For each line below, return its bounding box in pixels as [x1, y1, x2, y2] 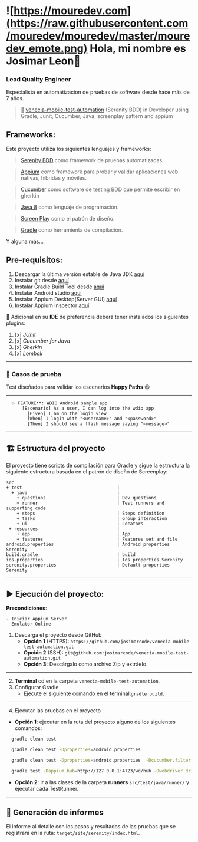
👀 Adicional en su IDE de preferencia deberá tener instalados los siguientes [6, 314, 189, 321]
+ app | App [16, 531, 131, 537]
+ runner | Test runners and [16, 500, 165, 506]
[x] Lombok [14, 350, 43, 357]
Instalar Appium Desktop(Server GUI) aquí [14, 296, 117, 303]
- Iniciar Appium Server [6, 616, 67, 622]
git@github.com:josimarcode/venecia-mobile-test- [64, 650, 189, 656]
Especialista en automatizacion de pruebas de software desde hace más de [6, 88, 190, 96]
